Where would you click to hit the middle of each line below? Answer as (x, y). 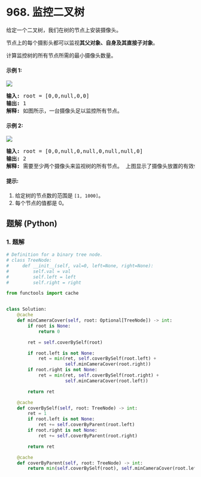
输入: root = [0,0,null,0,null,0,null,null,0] (75, 151)
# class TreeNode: (29, 261)
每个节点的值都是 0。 (41, 203)
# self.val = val (38, 271)
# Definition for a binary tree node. (54, 255)
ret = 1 (37, 414)
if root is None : (49, 326)
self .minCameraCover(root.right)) (108, 364)
